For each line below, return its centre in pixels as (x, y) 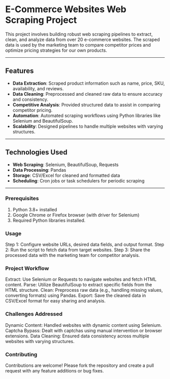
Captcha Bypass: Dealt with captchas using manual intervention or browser (84, 330)
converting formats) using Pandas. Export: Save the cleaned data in (76, 295)
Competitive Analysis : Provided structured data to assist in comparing (87, 104)
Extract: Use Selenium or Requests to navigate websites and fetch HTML (81, 279)
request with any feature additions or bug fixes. (55, 371)
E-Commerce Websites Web (66, 9)
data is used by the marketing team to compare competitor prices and (78, 45)
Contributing (21, 354)
